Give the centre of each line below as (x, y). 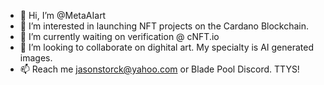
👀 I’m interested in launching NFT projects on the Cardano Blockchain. (164, 26)
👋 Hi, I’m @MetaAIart (63, 15)
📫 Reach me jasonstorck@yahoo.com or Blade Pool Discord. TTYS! (159, 69)
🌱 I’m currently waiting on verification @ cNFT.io (119, 36)
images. (36, 58)
